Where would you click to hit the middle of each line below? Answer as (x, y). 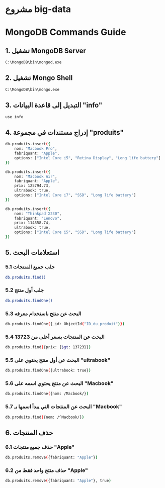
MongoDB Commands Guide (66, 32)
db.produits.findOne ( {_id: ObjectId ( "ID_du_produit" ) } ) (65, 324)
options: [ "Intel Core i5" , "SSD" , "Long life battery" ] (75, 232)
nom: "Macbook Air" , (36, 176)
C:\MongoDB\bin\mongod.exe (33, 62)
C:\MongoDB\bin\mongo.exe (32, 89)
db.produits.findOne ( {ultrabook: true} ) (48, 370)
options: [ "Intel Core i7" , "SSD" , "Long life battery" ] (75, 195)
